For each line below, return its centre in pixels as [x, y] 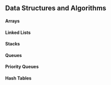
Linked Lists [18, 32]
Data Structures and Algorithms [56, 8]
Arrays [12, 21]
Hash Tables [18, 78]
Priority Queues [22, 66]
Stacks [12, 44]
